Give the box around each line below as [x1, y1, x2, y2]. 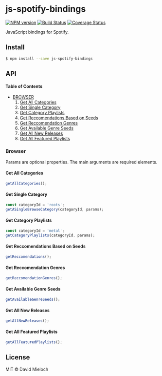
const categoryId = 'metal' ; [5, 228, 65, 233]
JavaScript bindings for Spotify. [5, 29, 69, 35]
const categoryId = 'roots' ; [5, 202, 65, 207]
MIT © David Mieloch [5, 366, 48, 372]
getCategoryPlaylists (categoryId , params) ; [5, 233, 95, 238]
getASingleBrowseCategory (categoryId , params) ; [5, 207, 104, 212]
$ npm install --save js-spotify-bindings [5, 56, 93, 61]
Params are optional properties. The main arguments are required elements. [5, 159, 158, 165]
